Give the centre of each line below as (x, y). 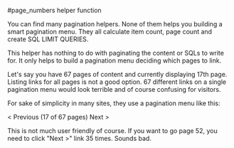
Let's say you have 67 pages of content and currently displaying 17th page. (117, 74)
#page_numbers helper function (54, 10)
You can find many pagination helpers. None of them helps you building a (115, 24)
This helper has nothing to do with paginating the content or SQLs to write (116, 53)
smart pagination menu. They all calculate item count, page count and (110, 32)
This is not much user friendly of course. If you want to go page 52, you (113, 131)
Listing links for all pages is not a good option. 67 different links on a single (117, 82)
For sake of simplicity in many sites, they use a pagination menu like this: (114, 103)
